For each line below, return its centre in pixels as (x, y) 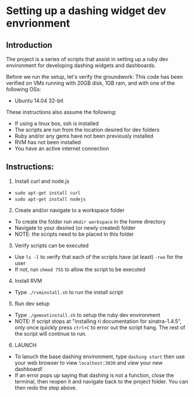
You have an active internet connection (62, 149)
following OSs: (23, 89)
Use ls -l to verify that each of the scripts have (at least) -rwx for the (99, 256)
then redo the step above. (46, 388)
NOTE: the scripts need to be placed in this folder (74, 234)
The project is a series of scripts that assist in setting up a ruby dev (87, 59)
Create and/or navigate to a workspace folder (69, 210)
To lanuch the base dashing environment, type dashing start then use (100, 356)
